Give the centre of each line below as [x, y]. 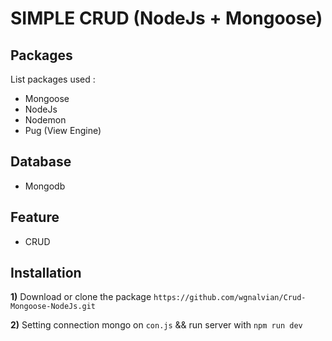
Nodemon [45, 120]
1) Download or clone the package [81, 297]
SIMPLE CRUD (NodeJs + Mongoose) [166, 18]
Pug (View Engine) [63, 130]
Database [41, 162]
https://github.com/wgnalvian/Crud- [230, 298]
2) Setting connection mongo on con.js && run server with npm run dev [156, 325]
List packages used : [53, 79]
